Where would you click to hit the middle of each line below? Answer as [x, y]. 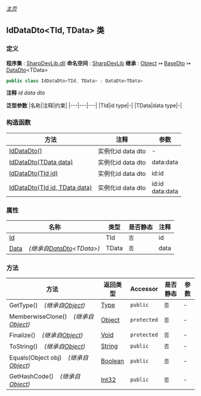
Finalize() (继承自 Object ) [46, 336]
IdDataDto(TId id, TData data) [51, 187]
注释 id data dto [26, 93]
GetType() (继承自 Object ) [47, 306]
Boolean [112, 361]
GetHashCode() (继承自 [45, 376]
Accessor [144, 289]
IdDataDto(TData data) [41, 162]
